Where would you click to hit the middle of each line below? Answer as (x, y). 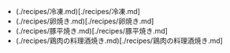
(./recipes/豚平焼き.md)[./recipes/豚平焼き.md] (91, 31)
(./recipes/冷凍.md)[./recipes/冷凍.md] (78, 11)
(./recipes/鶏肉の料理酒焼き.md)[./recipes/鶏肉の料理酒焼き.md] (119, 41)
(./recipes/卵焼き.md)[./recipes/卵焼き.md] (85, 21)
